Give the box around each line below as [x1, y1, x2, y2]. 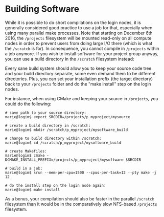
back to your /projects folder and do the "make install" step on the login [5, 81, 151, 87]
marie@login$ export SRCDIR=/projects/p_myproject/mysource [5, 114, 131, 119]
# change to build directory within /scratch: [5, 136, 102, 141]
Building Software [5, 3, 79, 15]
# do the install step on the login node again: [5, 183, 106, 188]
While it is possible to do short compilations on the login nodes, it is [5, 20, 141, 25]
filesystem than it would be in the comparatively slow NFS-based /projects [5, 201, 158, 207]
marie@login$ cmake [5, 153, 45, 158]
